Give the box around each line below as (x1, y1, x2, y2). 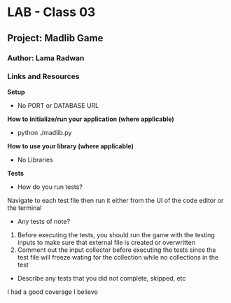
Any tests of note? (17, 217, 71, 225)
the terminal (7, 204, 42, 212)
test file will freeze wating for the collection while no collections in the (17, 253, 219, 261)
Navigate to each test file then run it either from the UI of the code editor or (7, 196, 224, 204)
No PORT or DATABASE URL (17, 101, 99, 109)
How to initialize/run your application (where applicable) (7, 115, 174, 123)
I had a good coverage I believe (7, 288, 98, 296)
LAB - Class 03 (7, 4, 96, 20)
